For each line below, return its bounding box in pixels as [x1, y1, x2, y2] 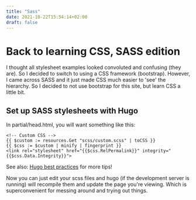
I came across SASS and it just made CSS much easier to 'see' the [6, 77, 166, 84]
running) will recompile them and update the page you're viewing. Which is [6, 181, 187, 188]
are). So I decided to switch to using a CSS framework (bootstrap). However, [6, 70, 191, 77]
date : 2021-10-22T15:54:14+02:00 [6, 14, 88, 20]
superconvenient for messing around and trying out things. [6, 187, 148, 194]
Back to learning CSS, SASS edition [6, 44, 180, 58]
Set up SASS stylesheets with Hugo [6, 106, 139, 116]
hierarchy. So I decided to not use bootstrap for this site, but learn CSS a [6, 82, 181, 89]
